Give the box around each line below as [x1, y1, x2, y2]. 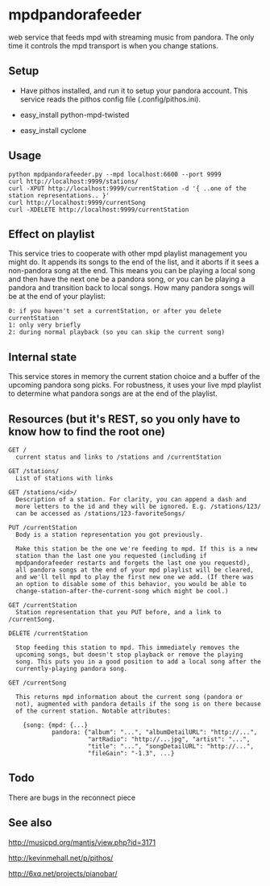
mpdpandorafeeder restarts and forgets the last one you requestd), [15, 559, 251, 567]
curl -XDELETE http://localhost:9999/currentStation [8, 206, 189, 214]
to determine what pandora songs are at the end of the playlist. [8, 389, 218, 398]
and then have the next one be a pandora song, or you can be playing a [8, 274, 246, 284]
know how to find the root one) [8, 425, 165, 439]
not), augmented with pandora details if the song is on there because [15, 700, 262, 708]
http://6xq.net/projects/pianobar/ [8, 868, 118, 878]
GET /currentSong [8, 679, 67, 687]
